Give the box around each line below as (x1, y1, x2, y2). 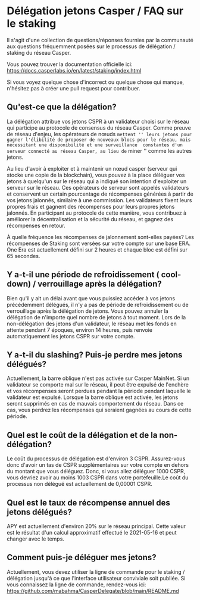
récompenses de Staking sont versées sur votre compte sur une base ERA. (7, 240, 191, 247)
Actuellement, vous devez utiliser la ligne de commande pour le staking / (7, 568, 185, 575)
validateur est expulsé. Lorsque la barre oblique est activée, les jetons (7, 394, 179, 401)
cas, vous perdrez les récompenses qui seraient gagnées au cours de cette (7, 406, 192, 414)
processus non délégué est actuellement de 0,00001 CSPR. (7, 480, 152, 488)
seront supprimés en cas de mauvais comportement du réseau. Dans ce (7, 400, 184, 407)
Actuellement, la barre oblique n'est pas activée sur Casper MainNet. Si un (7, 375, 190, 382)
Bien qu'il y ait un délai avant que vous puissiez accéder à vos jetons (7, 294, 175, 301)
